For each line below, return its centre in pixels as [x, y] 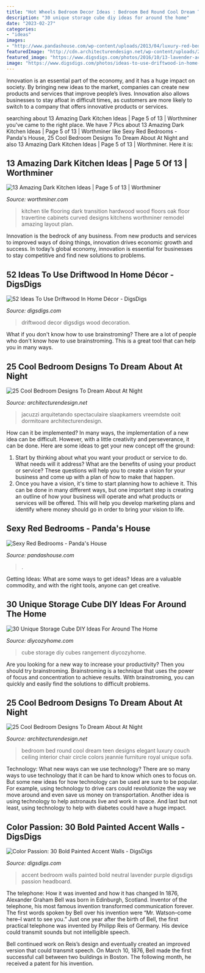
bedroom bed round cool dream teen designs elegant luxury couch [106, 751]
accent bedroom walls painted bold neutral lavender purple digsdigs [107, 875]
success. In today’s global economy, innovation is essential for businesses [100, 249]
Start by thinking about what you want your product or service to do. [101, 457]
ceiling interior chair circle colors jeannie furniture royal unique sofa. [107, 757]
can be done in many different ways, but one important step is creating [104, 490]
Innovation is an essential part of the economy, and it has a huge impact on [101, 81]
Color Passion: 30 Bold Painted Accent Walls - [95, 827]
